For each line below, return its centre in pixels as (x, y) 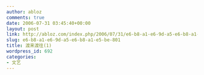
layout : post (23, 29)
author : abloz (24, 12)
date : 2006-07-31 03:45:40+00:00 (49, 23)
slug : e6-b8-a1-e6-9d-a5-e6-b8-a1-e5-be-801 (63, 40)
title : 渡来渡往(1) (29, 46)
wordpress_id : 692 (29, 51)
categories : (21, 57)
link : (13, 34)
